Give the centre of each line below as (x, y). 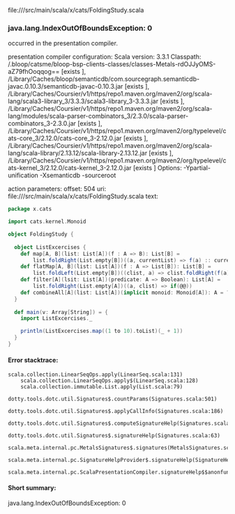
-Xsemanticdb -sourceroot (78, 175)
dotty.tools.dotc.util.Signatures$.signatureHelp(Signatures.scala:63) (114, 436)
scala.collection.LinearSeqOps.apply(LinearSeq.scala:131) (96, 375)
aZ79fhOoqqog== (34, 72)
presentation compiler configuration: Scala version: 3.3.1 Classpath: (105, 57)
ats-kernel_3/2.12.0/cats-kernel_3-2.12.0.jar (70, 168)
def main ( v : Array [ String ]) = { (61, 312)
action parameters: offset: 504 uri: (57, 189)
